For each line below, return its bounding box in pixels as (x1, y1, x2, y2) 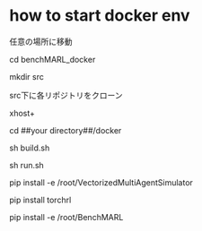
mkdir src (9, 71, 45, 81)
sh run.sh (9, 159, 45, 170)
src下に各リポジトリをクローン (9, 90, 123, 100)
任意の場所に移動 (9, 36, 73, 47)
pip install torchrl (9, 194, 72, 205)
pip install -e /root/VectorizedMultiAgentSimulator (9, 176, 193, 188)
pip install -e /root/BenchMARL (9, 211, 124, 222)
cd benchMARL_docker (9, 54, 96, 64)
